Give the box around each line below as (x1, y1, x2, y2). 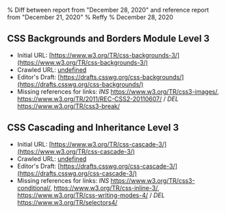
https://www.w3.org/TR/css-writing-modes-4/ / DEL (16, 191, 166, 199)
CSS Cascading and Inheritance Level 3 (7, 122, 179, 134)
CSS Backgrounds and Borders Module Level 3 (7, 33, 210, 45)
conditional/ (16, 184, 51, 192)
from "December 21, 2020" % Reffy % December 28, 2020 (7, 13, 173, 21)
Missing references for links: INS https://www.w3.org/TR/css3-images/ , (16, 87, 219, 95)
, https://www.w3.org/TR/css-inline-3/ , (50, 184, 160, 192)
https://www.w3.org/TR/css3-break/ (16, 102, 121, 110)
